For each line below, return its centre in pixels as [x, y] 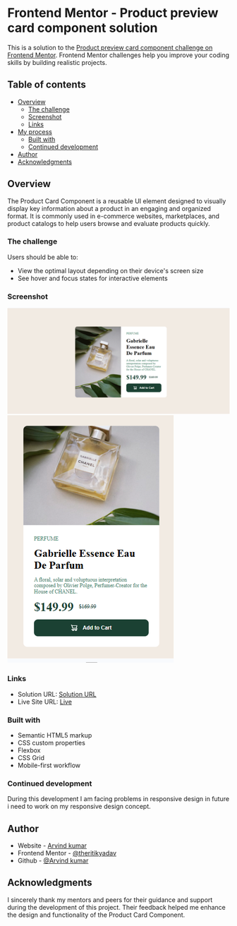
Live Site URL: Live [45, 702]
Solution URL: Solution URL [57, 694]
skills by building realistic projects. [57, 62]
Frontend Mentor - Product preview [113, 13]
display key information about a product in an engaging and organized [109, 208]
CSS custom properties [51, 742]
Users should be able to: [43, 257]
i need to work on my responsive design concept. [79, 807]
